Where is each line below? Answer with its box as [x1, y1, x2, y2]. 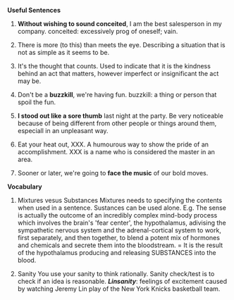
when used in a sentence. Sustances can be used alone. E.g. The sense [17, 204, 227, 212]
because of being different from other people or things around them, [17, 119, 217, 127]
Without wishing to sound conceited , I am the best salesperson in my [17, 20, 222, 27]
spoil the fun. [17, 98, 56, 106]
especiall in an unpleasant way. [17, 127, 109, 135]
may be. [17, 77, 42, 85]
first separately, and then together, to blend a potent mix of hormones [17, 234, 221, 242]
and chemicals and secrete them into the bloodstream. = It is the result [17, 241, 223, 249]
